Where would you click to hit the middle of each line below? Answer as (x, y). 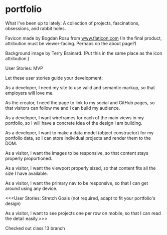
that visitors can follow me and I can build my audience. (63, 108)
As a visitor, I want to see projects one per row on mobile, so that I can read (83, 213)
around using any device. (31, 188)
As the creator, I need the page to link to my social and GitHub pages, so (80, 102)
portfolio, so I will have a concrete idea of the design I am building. (74, 123)
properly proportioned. (29, 158)
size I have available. (27, 173)
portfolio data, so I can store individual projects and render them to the (78, 138)
